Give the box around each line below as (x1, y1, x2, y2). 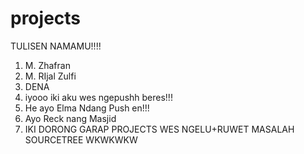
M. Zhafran (24, 59, 71, 71)
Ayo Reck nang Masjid (24, 112, 117, 124)
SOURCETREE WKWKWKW (24, 133, 138, 146)
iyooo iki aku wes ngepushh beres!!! (24, 91, 173, 103)
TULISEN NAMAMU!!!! (10, 40, 102, 52)
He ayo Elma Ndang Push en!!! (24, 102, 150, 114)
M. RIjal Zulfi (24, 70, 77, 82)
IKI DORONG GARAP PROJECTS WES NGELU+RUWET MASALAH (24, 123, 295, 135)
